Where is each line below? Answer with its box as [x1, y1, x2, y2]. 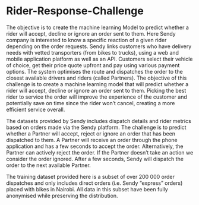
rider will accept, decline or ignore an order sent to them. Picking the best [6, 87, 187, 94]
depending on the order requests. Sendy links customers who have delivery [6, 43, 192, 50]
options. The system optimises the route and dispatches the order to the [6, 68, 183, 75]
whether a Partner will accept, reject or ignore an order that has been [6, 130, 176, 137]
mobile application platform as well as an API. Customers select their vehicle [6, 55, 193, 62]
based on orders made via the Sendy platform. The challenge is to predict [6, 124, 187, 131]
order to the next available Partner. [6, 162, 91, 169]
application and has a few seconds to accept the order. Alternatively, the [6, 143, 184, 150]
